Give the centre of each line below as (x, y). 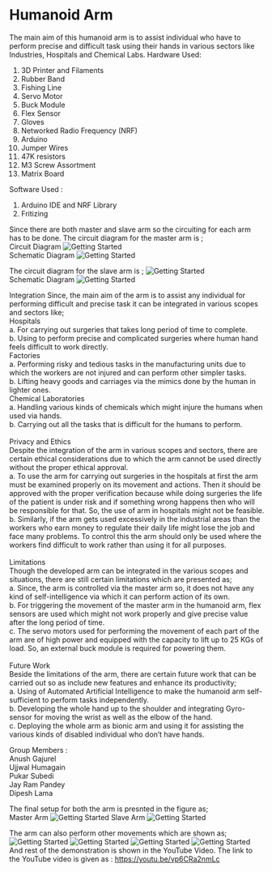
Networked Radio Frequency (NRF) (79, 130)
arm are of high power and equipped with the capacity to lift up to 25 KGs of (136, 639)
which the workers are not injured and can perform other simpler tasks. (128, 372)
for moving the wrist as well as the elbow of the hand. (123, 717)
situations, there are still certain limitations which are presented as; (121, 579)
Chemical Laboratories (47, 398)
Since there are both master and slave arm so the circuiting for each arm (130, 229)
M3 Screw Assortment (58, 165)
